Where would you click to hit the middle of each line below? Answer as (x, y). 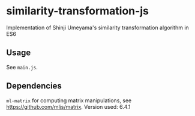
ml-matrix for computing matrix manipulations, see (69, 100)
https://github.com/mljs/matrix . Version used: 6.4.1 (68, 106)
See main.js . (22, 67)
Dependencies (34, 86)
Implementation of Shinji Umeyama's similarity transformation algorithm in (97, 28)
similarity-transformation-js (77, 11)
